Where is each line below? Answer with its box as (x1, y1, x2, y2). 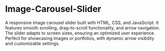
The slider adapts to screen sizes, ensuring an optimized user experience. (5, 30, 155, 36)
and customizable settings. (5, 40, 60, 46)
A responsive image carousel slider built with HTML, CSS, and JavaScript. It (5, 20, 159, 25)
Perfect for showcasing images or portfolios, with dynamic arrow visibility (5, 35, 154, 41)
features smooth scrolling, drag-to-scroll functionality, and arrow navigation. (5, 25, 160, 30)
